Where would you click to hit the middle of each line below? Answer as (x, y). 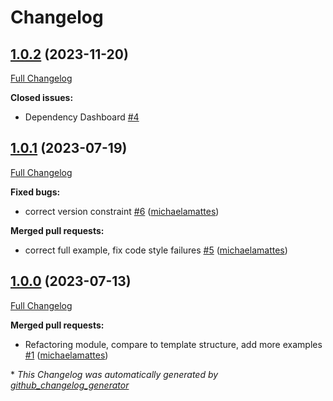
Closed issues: (42, 97)
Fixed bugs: (35, 192)
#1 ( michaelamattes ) (66, 355)
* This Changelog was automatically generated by (114, 374)
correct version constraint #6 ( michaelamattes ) (122, 211)
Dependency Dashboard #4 (82, 117)
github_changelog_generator (70, 385)
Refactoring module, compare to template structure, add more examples (173, 344)
